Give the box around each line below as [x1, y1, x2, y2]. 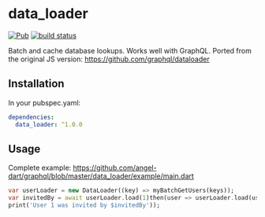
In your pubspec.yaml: [8, 97, 81, 107]
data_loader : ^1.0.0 [15, 120, 83, 128]
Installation [8, 77, 65, 90]
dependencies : [8, 113, 55, 121]
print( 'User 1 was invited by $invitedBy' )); [8, 201, 160, 209]
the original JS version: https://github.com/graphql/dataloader [8, 54, 211, 64]
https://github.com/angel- [73, 163, 157, 173]
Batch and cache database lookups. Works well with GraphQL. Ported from [8, 46, 252, 55]
